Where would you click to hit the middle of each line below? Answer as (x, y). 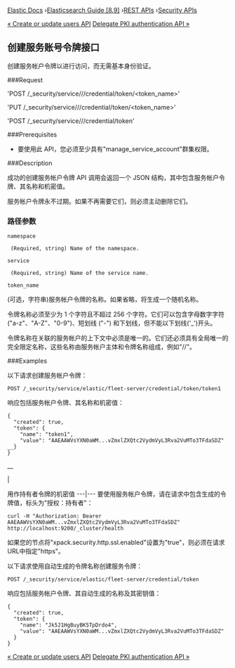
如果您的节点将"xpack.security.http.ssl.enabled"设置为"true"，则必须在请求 (116, 542)
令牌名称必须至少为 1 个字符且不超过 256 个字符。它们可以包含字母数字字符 (116, 314)
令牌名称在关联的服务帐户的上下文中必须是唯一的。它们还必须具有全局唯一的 (118, 338)
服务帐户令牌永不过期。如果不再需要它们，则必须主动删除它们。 (99, 201)
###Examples (27, 361)
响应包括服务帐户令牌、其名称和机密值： (66, 403)
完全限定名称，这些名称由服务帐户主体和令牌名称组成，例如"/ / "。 (102, 347)
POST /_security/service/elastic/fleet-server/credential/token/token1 (114, 389)
